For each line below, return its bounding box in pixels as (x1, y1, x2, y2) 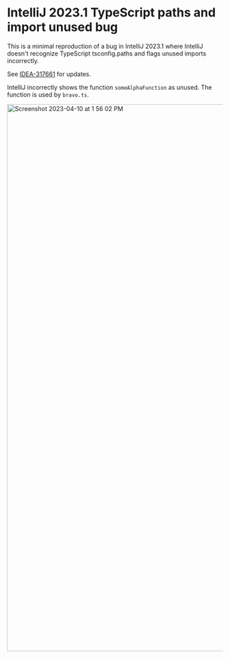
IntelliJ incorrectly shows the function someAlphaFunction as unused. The (7, 83, 212, 91)
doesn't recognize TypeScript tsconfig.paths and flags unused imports (7, 49, 207, 58)
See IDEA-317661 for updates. (7, 70, 91, 78)
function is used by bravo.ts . (7, 90, 89, 99)
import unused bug (7, 19, 118, 35)
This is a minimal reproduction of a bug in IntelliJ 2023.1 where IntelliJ (7, 42, 203, 50)
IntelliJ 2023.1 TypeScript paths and (7, 5, 216, 21)
